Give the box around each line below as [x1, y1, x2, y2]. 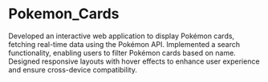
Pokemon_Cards [8, 5, 120, 23]
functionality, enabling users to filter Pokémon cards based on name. [8, 48, 237, 57]
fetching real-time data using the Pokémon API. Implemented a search [8, 39, 241, 49]
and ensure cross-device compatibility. [8, 64, 138, 74]
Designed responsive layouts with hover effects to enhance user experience [8, 57, 260, 66]
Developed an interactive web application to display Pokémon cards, [8, 31, 235, 41]
